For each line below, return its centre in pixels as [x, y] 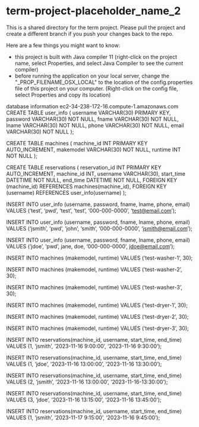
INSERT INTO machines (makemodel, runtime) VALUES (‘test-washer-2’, [94, 269]
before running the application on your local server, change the [92, 76]
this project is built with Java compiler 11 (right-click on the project [96, 57]
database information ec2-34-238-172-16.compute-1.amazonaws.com [92, 106]
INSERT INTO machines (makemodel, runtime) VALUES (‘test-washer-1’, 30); [99, 258]
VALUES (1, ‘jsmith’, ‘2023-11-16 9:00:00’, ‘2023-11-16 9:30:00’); [84, 346]
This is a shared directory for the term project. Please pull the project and [96, 27]
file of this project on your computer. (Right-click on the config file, [96, 88]
